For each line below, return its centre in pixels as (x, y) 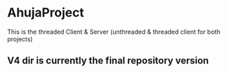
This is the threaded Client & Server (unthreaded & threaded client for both (114, 32)
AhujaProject (46, 13)
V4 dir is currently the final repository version (108, 61)
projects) (20, 39)
